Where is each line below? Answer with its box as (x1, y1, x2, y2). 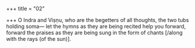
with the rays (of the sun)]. (6, 36, 71, 42)
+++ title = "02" (6, 5, 45, 12)
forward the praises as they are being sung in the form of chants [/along (6, 29, 183, 36)
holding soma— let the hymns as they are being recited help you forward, (6, 23, 186, 30)
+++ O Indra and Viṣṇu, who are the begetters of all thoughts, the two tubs (6, 17, 189, 23)
